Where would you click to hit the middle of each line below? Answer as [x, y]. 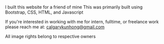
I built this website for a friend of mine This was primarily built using [74, 7]
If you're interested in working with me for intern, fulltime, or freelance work [82, 22]
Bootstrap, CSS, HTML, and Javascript [44, 12]
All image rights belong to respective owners [50, 36]
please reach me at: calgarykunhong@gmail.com [55, 27]
